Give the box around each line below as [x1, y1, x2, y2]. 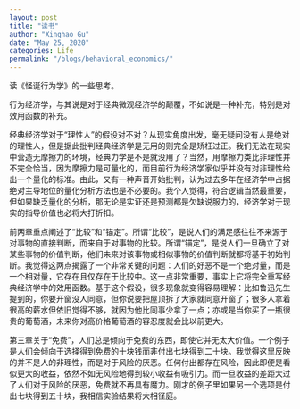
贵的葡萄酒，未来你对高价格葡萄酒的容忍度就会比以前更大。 [9, 316, 229, 326]
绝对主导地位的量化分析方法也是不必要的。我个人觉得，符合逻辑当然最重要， [9, 185, 291, 196]
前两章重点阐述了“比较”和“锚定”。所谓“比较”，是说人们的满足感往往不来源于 [9, 227, 288, 237]
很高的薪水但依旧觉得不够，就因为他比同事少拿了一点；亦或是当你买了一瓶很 [9, 305, 291, 315]
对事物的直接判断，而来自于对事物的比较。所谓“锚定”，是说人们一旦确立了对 [9, 238, 290, 248]
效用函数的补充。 [9, 111, 72, 121]
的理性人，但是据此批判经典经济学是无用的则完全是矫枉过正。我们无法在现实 [9, 140, 291, 151]
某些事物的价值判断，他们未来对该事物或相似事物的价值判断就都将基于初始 [9, 249, 283, 259]
